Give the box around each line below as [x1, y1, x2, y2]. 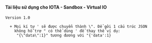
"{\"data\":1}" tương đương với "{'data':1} [16, 33, 112, 38]
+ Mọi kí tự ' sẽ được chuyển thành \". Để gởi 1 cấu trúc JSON [10, 24, 147, 29]
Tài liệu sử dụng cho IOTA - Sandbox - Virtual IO [5, 4, 107, 10]
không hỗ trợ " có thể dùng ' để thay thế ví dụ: [14, 28, 121, 34]
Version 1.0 [5, 15, 30, 20]
